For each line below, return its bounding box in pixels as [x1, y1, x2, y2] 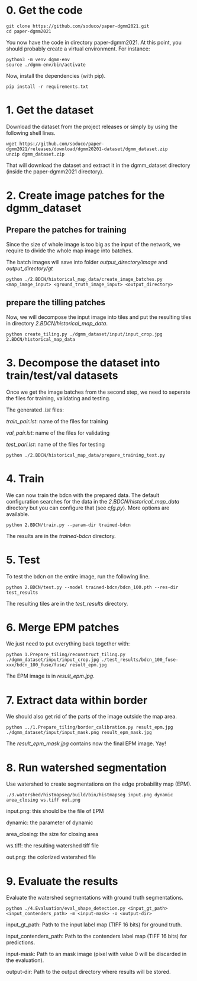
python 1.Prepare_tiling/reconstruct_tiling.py [6, 651, 126, 658]
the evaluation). [6, 957, 44, 964]
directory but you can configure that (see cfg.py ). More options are [6, 504, 170, 511]
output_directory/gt [6, 265, 53, 272]
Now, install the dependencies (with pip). [6, 72, 106, 79]
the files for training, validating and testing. [6, 394, 111, 401]
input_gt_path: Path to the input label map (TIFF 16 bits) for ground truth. [6, 921, 182, 928]
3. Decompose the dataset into [6, 356, 160, 369]
